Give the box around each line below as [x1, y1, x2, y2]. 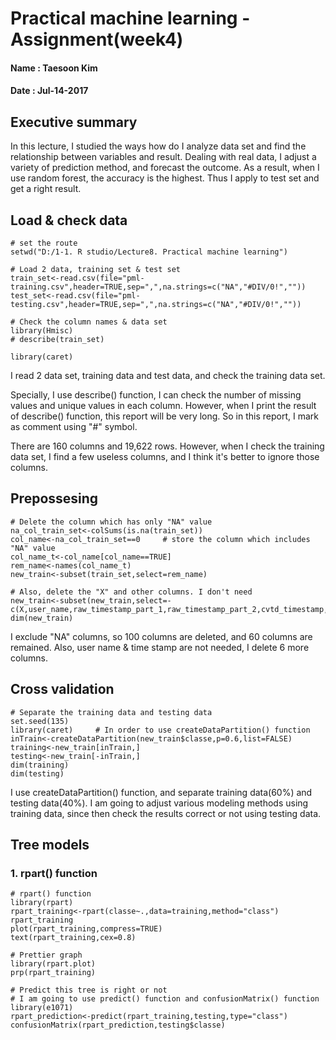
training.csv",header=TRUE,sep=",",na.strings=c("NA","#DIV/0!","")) [10, 282, 307, 292]
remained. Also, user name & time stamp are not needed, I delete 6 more [10, 641, 310, 653]
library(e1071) [10, 1003, 74, 1013]
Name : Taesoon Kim [10, 62, 98, 74]
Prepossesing [10, 490, 99, 507]
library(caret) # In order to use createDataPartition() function [10, 725, 311, 735]
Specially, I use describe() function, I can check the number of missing [10, 389, 302, 401]
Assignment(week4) [10, 28, 184, 51]
